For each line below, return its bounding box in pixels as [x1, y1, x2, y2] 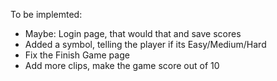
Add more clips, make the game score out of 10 [24, 60, 220, 71]
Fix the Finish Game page [24, 49, 130, 61]
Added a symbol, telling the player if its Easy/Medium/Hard [24, 39, 267, 50]
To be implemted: [10, 9, 83, 20]
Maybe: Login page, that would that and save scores [24, 28, 242, 39]
